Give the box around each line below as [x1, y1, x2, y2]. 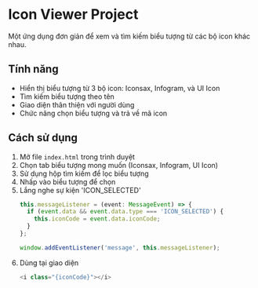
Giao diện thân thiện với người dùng [19, 100, 135, 109]
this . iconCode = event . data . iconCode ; [34, 215, 161, 223]
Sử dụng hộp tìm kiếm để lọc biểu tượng [19, 169, 149, 178]
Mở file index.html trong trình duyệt [19, 151, 136, 162]
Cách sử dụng [8, 131, 78, 144]
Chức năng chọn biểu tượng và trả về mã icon [19, 108, 168, 118]
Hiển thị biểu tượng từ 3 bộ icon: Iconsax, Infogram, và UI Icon [19, 83, 220, 93]
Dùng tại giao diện [19, 257, 79, 268]
